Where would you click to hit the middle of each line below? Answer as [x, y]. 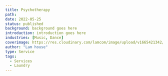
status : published [24, 24]
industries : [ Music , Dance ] [34, 38]
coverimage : [17, 42]
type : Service [20, 51]
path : [11, 14]
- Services [21, 61]
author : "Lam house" [27, 47]
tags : [11, 56]
